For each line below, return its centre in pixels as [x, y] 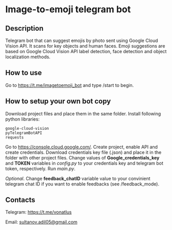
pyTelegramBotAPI [24, 133]
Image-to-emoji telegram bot [68, 9]
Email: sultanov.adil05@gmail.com [41, 222]
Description [24, 28]
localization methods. [28, 57]
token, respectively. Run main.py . [40, 168]
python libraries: [23, 119]
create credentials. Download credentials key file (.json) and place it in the [83, 152]
